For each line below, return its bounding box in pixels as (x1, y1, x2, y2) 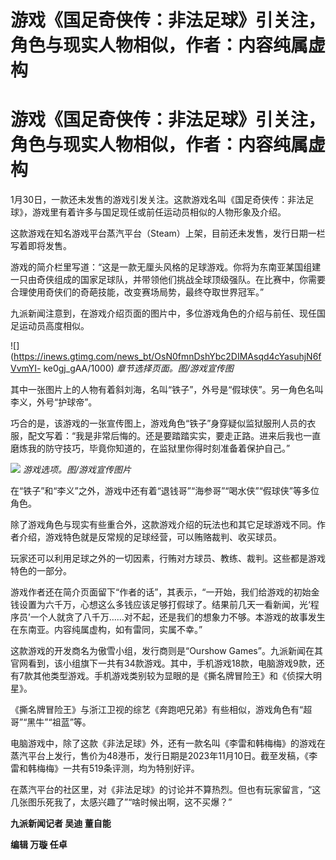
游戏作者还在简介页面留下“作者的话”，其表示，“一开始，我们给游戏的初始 (10, 586, 312, 598)
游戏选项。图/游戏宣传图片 (22, 464, 132, 476)
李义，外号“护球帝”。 (10, 396, 98, 408)
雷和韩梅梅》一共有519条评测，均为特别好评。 (10, 762, 200, 775)
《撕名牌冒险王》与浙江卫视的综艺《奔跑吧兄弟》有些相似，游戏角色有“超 (10, 704, 313, 716)
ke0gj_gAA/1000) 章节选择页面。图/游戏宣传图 (43, 362, 234, 375)
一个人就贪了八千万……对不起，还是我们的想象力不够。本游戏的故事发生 (29, 611, 326, 623)
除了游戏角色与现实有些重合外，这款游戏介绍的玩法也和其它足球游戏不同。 (10, 519, 317, 531)
